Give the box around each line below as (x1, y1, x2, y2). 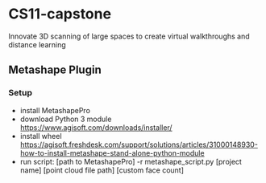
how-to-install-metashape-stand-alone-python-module (19, 148, 205, 157)
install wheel (19, 131, 62, 140)
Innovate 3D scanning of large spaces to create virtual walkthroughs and (8, 31, 250, 41)
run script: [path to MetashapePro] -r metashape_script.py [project (19, 157, 242, 166)
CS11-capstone (8, 5, 111, 23)
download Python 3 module (19, 114, 112, 124)
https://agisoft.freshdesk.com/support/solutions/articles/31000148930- (19, 140, 258, 149)
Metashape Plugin (8, 63, 102, 77)
